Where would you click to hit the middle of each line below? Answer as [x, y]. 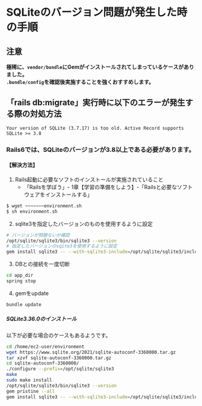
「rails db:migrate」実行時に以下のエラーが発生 [96, 103]
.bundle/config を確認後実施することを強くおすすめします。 [80, 82]
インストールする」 [69, 194]
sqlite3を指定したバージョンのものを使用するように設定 [84, 223]
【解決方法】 [22, 165]
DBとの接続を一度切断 [42, 264]
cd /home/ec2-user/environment [45, 347]
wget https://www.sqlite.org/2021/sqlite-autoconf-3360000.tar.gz [91, 352]
